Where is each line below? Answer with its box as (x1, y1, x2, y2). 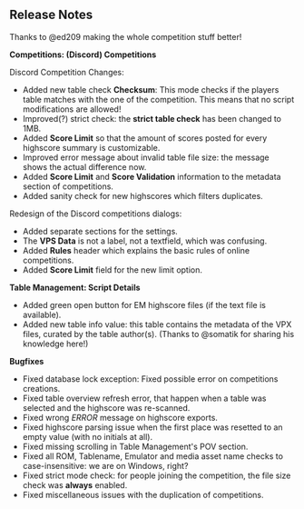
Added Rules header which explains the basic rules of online (22, 245, 250, 255)
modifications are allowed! (22, 104, 122, 115)
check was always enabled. (22, 479, 128, 490)
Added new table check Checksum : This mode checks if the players (22, 84, 279, 95)
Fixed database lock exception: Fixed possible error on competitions (22, 373, 279, 384)
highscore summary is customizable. (22, 142, 161, 153)
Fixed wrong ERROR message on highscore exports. (22, 412, 218, 423)
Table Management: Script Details (9, 282, 141, 293)
